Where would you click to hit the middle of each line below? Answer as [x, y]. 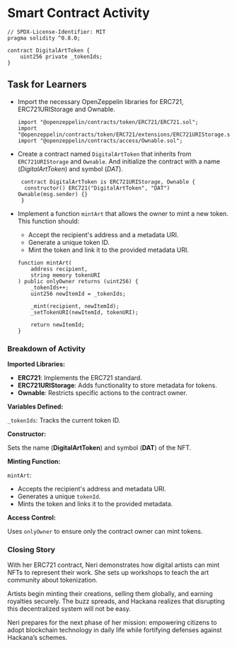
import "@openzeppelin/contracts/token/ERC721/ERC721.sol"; [108, 122]
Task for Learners [47, 85]
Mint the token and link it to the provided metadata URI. [109, 250]
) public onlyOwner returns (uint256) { [78, 281]
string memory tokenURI [65, 275]
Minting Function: [34, 462]
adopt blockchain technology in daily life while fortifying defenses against [115, 630]
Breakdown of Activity [47, 348]
